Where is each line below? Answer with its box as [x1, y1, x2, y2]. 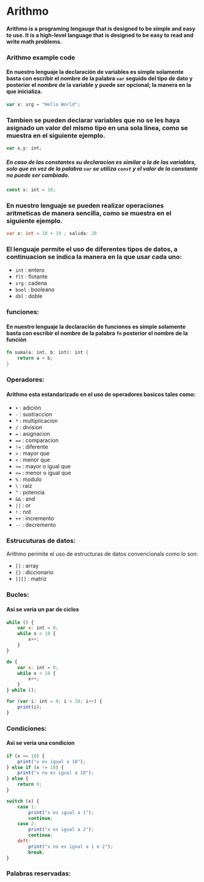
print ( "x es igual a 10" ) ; [17, 758, 86, 764]
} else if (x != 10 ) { [6, 764, 64, 771]
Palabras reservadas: [6, 869, 71, 878]
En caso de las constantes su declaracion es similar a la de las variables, [6, 158, 197, 166]
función [6, 335, 27, 343]
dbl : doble [15, 293, 43, 300]
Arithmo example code [6, 53, 75, 62]
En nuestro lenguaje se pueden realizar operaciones [6, 201, 164, 209]
